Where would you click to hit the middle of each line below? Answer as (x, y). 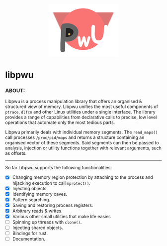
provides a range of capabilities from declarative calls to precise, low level (81, 117)
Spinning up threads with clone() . (47, 222)
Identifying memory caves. (40, 194)
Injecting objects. (30, 188)
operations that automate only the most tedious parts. (60, 123)
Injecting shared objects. (38, 228)
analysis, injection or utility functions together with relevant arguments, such (83, 148)
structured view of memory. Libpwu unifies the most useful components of (82, 107)
